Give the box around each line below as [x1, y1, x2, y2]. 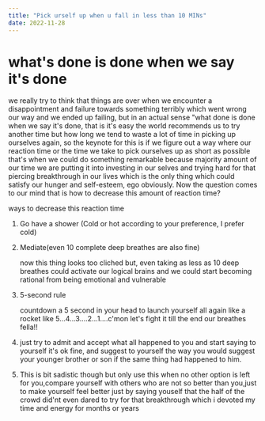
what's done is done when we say [8, 53, 235, 71]
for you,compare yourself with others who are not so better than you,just [19, 378, 257, 388]
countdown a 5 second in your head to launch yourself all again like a [19, 305, 246, 315]
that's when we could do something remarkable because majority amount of [8, 155, 257, 165]
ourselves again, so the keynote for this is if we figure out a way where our [8, 138, 252, 147]
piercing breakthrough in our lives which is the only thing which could [8, 172, 235, 181]
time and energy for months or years [19, 404, 140, 413]
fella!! [19, 322, 38, 332]
